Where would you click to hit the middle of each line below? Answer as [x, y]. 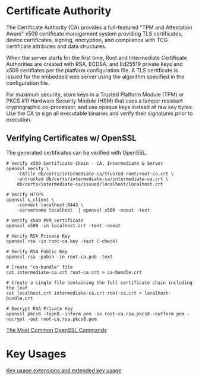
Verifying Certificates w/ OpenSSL [71, 138]
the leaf [17, 288]
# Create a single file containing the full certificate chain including [99, 283]
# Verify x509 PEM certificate [45, 221]
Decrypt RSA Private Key [42, 309]
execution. [19, 119]
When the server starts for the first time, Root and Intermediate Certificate [97, 58]
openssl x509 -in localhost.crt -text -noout [63, 226]
